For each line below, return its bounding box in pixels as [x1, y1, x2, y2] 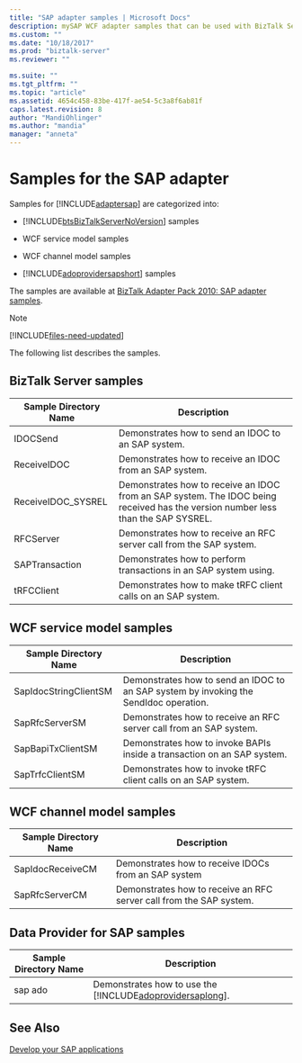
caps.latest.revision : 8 [9, 104, 102, 113]
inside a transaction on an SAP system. [122, 748, 288, 761]
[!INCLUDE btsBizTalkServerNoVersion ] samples [22, 215, 200, 226]
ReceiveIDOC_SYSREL [13, 495, 108, 508]
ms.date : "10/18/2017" [9, 38, 94, 48]
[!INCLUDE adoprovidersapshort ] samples [22, 267, 177, 279]
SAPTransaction [13, 558, 83, 571]
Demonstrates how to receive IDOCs [115, 857, 270, 869]
